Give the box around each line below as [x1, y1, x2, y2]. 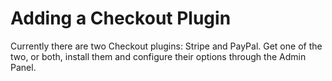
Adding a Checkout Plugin [10, 7, 232, 30]
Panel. [10, 61, 37, 73]
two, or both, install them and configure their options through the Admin [10, 50, 307, 62]
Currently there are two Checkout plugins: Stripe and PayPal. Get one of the [10, 40, 323, 52]
